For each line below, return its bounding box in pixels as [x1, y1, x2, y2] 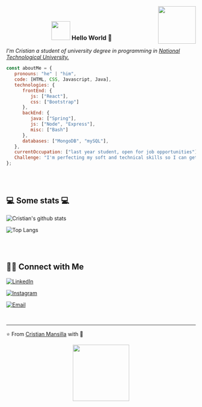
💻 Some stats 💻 [6, 195, 70, 206]
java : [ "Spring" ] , [30, 115, 77, 122]
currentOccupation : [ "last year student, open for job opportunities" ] [14, 149, 198, 155]
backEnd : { [22, 110, 50, 116]
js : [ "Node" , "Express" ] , [30, 121, 96, 127]
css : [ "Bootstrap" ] [30, 99, 79, 105]
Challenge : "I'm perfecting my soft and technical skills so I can [14, 155, 187, 161]
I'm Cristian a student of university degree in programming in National [6, 47, 180, 55]
